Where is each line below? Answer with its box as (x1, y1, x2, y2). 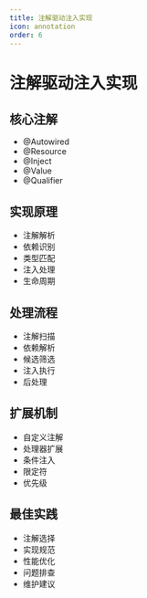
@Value (22, 165, 52, 176)
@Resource (22, 146, 67, 157)
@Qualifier (22, 175, 63, 186)
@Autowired (22, 136, 70, 147)
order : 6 (9, 30, 43, 39)
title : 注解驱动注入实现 (9, 13, 93, 23)
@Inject (22, 156, 52, 167)
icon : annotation (9, 22, 76, 31)
